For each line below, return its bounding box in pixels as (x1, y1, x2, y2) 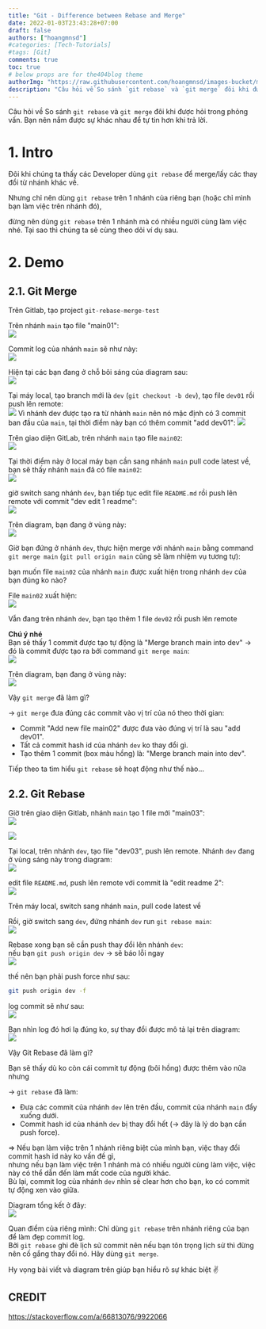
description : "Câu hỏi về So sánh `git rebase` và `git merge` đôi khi (8, 85, 249, 94)
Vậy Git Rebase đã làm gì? (8, 1048, 93, 1057)
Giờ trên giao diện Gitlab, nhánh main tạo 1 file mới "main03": (8, 808, 206, 818)
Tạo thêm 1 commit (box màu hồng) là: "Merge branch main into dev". (19, 749, 247, 758)
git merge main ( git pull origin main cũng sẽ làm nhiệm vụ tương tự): (8, 552, 241, 561)
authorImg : (8, 78, 44, 86)
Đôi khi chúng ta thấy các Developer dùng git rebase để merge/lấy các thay (8, 170, 258, 179)
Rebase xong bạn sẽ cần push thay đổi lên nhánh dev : (8, 940, 184, 949)
